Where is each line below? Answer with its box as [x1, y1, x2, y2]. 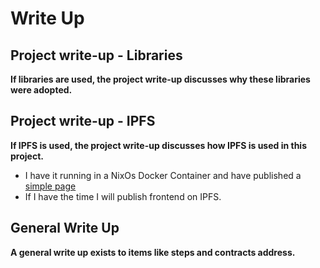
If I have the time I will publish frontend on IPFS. [24, 190, 222, 202]
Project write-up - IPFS [10, 113, 156, 130]
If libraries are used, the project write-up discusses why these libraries [10, 73, 311, 85]
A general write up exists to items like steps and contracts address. [10, 246, 296, 258]
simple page [24, 180, 77, 192]
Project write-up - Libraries [10, 47, 183, 64]
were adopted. [10, 84, 73, 96]
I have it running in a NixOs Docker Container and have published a [24, 169, 302, 181]
